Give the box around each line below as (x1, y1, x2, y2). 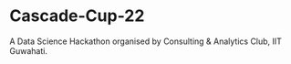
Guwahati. (9, 45, 48, 56)
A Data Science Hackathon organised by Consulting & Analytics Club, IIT (9, 36, 283, 47)
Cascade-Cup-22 (9, 5, 145, 27)
